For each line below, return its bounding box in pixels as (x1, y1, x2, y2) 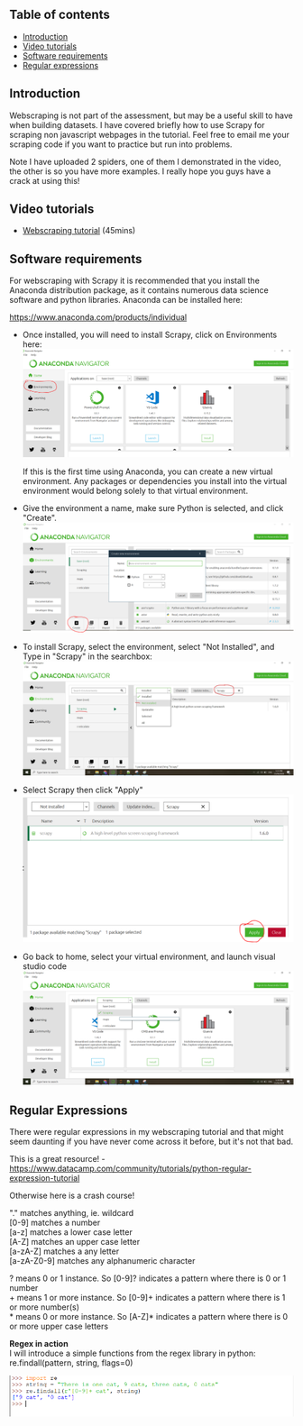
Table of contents (9, 7, 110, 23)
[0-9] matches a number (9, 1217, 101, 1229)
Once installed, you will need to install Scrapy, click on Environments (22, 329, 278, 341)
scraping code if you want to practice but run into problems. (9, 139, 233, 150)
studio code (22, 960, 68, 972)
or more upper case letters (9, 1321, 109, 1332)
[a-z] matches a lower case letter (9, 1227, 133, 1238)
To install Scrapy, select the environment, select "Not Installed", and (22, 642, 275, 653)
